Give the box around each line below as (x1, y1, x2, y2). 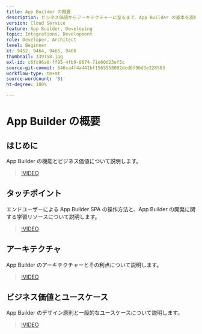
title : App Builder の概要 (6, 8, 71, 15)
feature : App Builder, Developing (6, 25, 93, 32)
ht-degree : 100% (6, 82, 47, 88)
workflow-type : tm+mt (6, 70, 61, 76)
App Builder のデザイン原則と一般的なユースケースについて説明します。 (6, 309, 183, 317)
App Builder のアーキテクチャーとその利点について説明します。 (6, 261, 162, 268)
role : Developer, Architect (6, 37, 77, 43)
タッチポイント (6, 188, 62, 199)
